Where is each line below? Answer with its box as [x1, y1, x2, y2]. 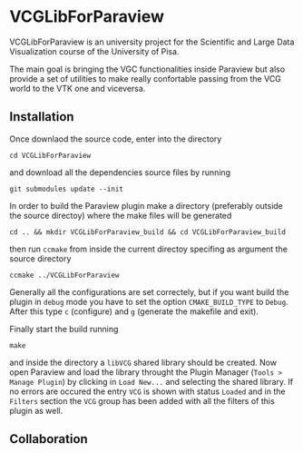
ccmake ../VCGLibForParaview [9, 271, 120, 280]
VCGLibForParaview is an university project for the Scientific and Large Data [9, 36, 295, 47]
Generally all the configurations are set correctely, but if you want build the [9, 286, 289, 297]
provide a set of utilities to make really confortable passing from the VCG [9, 73, 281, 84]
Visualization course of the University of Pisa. [9, 45, 180, 56]
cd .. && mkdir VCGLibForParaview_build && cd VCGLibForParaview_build [9, 227, 286, 237]
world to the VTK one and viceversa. [9, 83, 146, 94]
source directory [9, 252, 72, 264]
